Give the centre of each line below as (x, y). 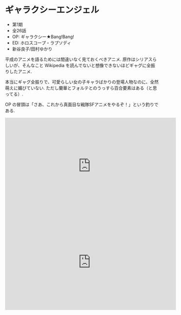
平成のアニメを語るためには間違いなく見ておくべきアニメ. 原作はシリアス (79, 59)
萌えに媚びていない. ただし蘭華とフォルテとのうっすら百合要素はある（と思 (81, 88)
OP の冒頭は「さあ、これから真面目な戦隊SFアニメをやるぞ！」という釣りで (82, 104)
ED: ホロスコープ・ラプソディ (42, 42)
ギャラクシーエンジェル (52, 10)
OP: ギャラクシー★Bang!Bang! (43, 37)
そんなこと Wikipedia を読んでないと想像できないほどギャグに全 (86, 65)
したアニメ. (20, 71)
